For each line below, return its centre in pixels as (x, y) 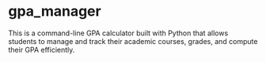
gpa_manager (55, 11)
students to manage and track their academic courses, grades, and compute (133, 41)
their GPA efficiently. (42, 49)
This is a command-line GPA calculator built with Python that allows (118, 33)
